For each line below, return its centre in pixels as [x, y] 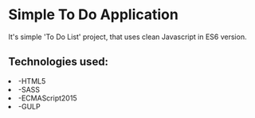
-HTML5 [32, 81]
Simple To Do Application [94, 15]
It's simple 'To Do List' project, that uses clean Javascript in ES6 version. [127, 37]
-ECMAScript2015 [48, 98]
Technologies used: [59, 62]
